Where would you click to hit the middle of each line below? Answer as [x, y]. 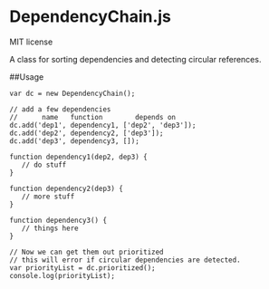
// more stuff [48, 197]
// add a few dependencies [60, 109]
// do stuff [44, 165]
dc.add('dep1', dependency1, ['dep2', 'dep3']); [103, 125]
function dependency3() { [58, 220]
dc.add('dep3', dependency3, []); [75, 141]
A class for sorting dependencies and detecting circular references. [135, 59]
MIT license [31, 42]
